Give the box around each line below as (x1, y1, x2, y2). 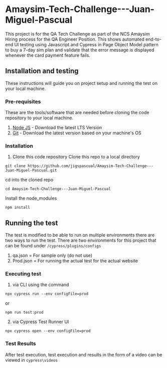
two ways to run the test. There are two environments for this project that (5, 237, 156, 243)
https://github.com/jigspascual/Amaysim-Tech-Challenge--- (27, 163, 154, 169)
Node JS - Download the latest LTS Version (12, 125, 102, 131)
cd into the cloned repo (5, 177, 54, 183)
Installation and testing (5, 67, 79, 75)
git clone (5, 163, 26, 169)
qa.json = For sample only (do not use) (12, 252, 93, 258)
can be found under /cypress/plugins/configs (5, 243, 101, 249)
